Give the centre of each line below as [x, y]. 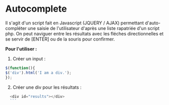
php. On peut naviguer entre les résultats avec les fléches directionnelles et [84, 33]
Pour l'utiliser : [21, 49]
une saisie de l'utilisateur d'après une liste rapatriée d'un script [94, 28]
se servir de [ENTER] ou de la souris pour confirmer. [60, 39]
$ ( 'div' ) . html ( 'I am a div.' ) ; [38, 73]
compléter [16, 28]
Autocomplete [36, 9]
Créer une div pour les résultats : [47, 87]
